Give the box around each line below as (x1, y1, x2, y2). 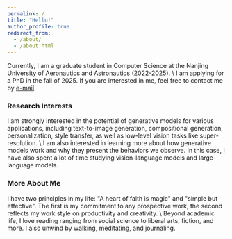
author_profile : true (7, 23, 70, 30)
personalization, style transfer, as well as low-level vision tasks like (7, 131, 199, 140)
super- (199, 131, 219, 140)
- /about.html (13, 42, 54, 49)
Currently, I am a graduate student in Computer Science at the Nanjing (7, 62, 208, 69)
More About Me (7, 179, 61, 188)
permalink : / (7, 10, 45, 17)
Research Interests (7, 101, 73, 110)
